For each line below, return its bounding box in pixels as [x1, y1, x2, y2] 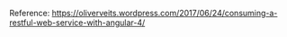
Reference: [9, 8, 50, 18]
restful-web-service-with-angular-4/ [9, 17, 146, 28]
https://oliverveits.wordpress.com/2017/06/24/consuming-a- [51, 8, 278, 18]
